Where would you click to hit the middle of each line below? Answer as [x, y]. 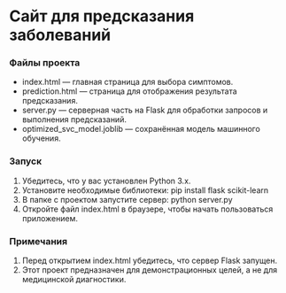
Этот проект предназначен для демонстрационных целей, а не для [149, 270]
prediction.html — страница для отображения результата [129, 91]
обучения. [41, 138]
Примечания [39, 241]
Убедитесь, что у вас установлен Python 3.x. [106, 181]
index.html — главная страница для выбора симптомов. [128, 82]
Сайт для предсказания [102, 16]
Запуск [26, 161]
